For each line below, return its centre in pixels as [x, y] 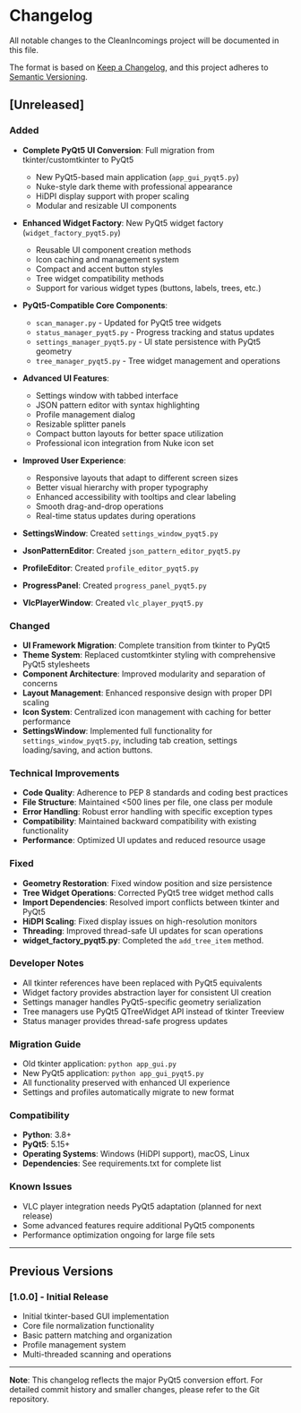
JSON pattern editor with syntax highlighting [117, 405]
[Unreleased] [47, 105]
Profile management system [74, 1345]
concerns [40, 683]
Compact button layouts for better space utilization [129, 433]
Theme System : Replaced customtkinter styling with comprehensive [149, 654]
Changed [30, 625]
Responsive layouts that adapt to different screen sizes [137, 478]
